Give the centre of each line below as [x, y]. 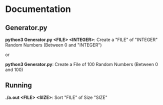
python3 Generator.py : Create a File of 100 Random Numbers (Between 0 [82, 64]
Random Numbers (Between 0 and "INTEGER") [53, 45]
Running [19, 85]
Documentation [38, 9]
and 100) [14, 69]
